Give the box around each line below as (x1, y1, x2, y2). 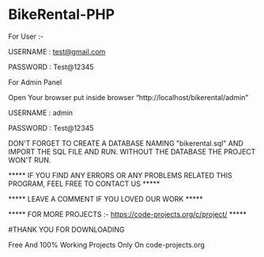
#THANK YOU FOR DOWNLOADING (8, 225, 125, 234)
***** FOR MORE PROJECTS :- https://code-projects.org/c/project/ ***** (8, 209, 247, 218)
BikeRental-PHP (8, 6, 115, 24)
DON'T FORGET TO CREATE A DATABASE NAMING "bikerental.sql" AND (8, 138, 243, 147)
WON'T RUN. (8, 155, 51, 165)
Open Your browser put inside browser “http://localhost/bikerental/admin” (8, 92, 249, 102)
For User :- (8, 32, 43, 41)
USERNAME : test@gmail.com (8, 47, 106, 56)
